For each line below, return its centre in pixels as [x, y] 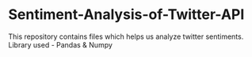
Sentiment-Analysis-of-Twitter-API [126, 15]
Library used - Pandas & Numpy [61, 44]
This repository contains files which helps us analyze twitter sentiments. [126, 36]
